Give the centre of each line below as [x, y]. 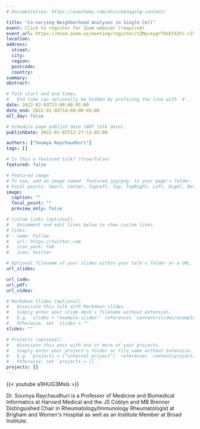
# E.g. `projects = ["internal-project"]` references [77, 356]
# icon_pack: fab [30, 247]
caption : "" [26, 198]
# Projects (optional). [36, 339]
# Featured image [28, 175]
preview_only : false [37, 209]
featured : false [26, 165]
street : [21, 50]
